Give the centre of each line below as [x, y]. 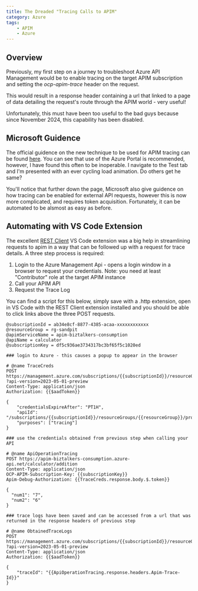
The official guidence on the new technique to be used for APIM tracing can [98, 152]
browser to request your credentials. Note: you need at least [88, 271]
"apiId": [27, 412]
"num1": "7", [27, 495]
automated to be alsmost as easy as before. [59, 208]
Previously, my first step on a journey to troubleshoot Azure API [83, 71]
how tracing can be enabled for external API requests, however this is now [96, 195]
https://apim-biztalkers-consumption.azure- [75, 459]
